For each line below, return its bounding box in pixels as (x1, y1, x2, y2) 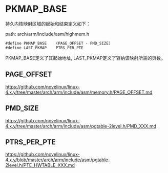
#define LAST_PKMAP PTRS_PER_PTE (5, 45, 83, 50)
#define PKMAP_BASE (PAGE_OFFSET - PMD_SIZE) (5, 40, 111, 46)
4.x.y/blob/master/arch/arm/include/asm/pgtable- (5, 157, 111, 163)
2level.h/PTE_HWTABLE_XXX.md (5, 162, 75, 168)
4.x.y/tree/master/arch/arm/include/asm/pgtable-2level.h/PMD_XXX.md (5, 123, 157, 129)
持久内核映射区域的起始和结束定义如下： (5, 20, 91, 27)
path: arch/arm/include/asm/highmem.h (5, 31, 90, 37)
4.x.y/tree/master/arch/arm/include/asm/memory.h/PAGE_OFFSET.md (5, 89, 153, 95)
